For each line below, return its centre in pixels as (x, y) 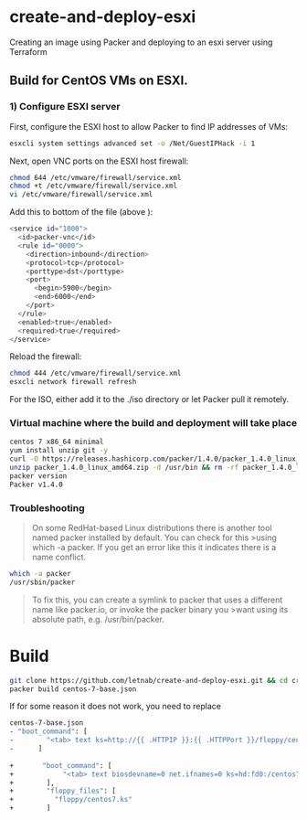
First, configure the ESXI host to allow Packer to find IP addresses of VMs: (149, 126)
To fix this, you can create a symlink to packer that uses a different (157, 600)
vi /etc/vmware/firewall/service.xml (81, 195)
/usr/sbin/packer (42, 582)
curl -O (24, 459)
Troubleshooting (47, 507)
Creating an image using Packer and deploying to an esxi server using (141, 42)
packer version (38, 476)
